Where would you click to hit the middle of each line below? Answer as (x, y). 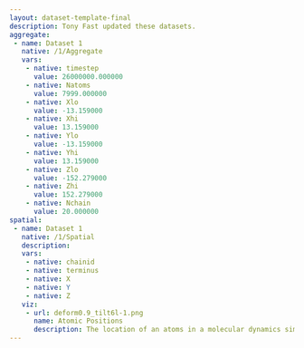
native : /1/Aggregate (62, 52)
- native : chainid (60, 262)
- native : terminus (62, 271)
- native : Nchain (58, 203)
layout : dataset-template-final (70, 18)
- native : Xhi (52, 119)
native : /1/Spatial (58, 237)
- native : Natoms (58, 85)
